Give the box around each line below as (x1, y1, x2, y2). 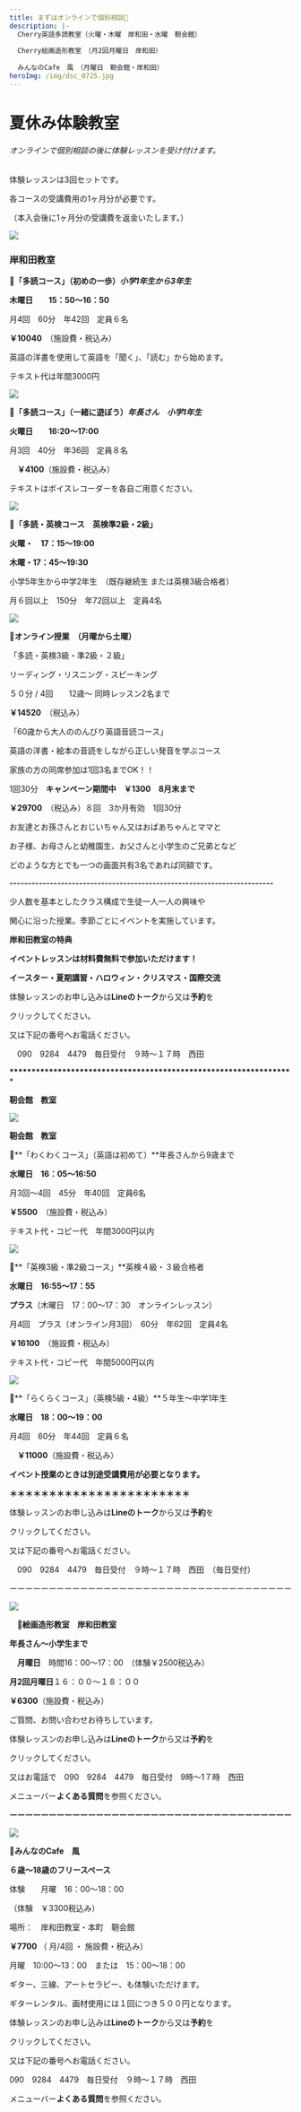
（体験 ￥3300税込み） (9, 1903, 100, 1914)
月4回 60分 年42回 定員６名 (9, 314, 129, 325)
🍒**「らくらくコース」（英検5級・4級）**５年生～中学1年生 (9, 1393, 228, 1404)
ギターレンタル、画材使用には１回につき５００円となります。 (9, 1998, 236, 2009)
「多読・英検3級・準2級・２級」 (9, 650, 125, 661)
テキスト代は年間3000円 (9, 371, 100, 382)
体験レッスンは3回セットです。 (9, 174, 124, 185)
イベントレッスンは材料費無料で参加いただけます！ (9, 953, 198, 964)
